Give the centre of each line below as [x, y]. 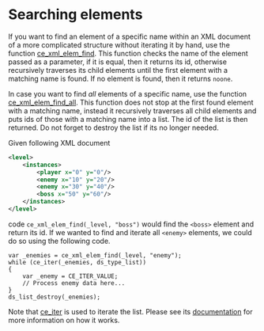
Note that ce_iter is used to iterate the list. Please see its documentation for [130, 311]
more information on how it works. [64, 320]
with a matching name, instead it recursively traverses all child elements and [132, 110]
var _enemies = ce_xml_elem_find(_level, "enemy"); [95, 255]
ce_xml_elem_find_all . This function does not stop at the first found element [131, 102]
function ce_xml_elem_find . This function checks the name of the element [128, 53]
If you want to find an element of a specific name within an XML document [130, 36]
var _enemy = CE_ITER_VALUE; [70, 276]
